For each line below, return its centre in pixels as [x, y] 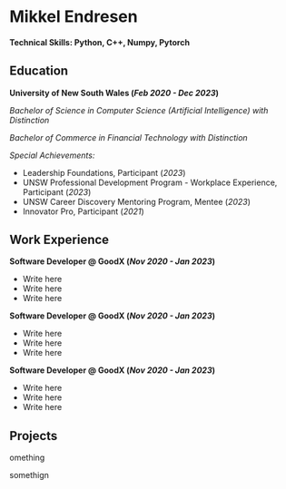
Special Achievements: [52, 155]
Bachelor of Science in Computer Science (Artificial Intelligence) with [139, 110]
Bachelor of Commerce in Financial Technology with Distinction [128, 137]
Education [39, 71]
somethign [30, 475]
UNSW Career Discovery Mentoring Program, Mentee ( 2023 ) [137, 201]
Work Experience [59, 239]
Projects [34, 436]
